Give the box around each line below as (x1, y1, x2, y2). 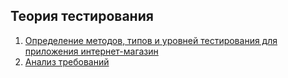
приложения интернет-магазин (24, 45, 159, 57)
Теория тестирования (10, 8, 154, 25)
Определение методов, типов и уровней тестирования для (24, 34, 278, 46)
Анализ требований (24, 55, 110, 68)
